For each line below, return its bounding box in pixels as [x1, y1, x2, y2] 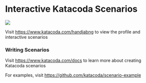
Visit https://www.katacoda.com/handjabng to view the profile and [5, 28, 141, 35]
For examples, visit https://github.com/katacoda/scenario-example [5, 72, 141, 78]
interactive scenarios [5, 34, 48, 40]
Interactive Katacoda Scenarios [5, 3, 138, 15]
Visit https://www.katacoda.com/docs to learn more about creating [5, 57, 142, 63]
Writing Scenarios [5, 46, 49, 53]
